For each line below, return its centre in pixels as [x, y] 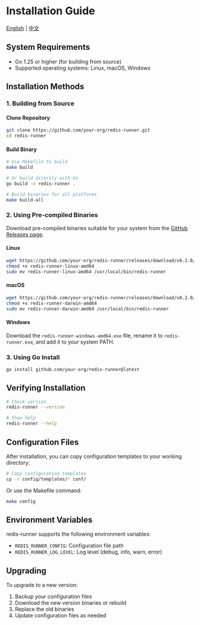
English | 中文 [23, 28]
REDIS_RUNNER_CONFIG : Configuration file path [69, 546]
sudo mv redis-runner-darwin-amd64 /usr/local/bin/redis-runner [87, 309]
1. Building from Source [40, 103]
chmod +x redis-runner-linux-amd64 [50, 266]
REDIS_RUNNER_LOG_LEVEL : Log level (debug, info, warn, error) [88, 552]
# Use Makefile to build [37, 162]
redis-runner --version [36, 407]
